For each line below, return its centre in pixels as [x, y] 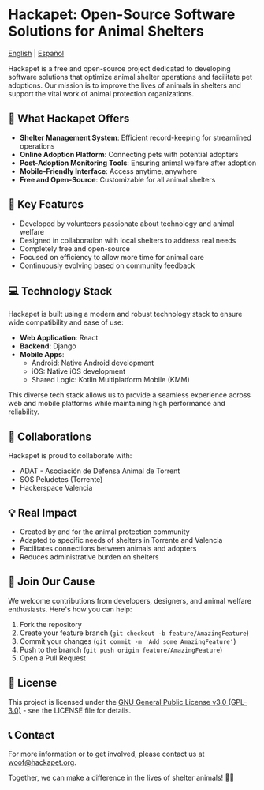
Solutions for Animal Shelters [106, 31]
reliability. [24, 412]
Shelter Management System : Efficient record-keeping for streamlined [136, 137]
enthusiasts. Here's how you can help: [70, 609]
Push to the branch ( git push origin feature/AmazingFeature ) [121, 649]
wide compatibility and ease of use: [66, 322]
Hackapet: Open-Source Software [122, 15]
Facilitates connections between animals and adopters [108, 548]
